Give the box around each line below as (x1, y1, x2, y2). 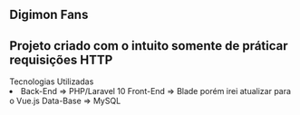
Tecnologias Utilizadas (9, 76, 94, 87)
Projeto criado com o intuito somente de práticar (9, 38, 288, 53)
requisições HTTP (9, 52, 113, 67)
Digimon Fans (9, 7, 89, 23)
